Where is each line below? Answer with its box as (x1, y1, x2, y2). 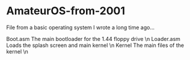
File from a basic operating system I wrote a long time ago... (6, 24, 155, 31)
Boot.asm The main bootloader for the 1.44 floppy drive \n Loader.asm (6, 35, 180, 42)
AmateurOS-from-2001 (6, 4, 125, 18)
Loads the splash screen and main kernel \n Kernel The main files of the (6, 42, 185, 49)
